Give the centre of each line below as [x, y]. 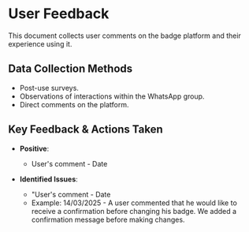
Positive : [34, 148]
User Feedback [59, 14]
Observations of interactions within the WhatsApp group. [112, 96]
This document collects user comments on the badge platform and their [125, 36]
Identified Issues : [49, 179]
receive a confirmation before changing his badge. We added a [134, 211]
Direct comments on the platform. [74, 104]
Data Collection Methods [71, 69]
